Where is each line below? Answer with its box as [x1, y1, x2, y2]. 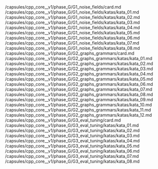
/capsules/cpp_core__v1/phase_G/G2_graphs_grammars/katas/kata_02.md [5, 61, 154, 66]
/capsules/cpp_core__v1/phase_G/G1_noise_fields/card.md [5, 4, 121, 10]
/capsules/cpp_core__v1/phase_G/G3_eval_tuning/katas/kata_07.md [5, 154, 139, 159]
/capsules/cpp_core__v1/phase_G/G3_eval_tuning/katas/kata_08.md [5, 158, 140, 164]
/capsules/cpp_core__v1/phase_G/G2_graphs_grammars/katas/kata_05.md [5, 76, 153, 82]
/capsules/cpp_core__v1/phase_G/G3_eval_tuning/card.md [5, 117, 121, 123]
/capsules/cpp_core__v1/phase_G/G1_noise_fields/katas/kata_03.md [5, 19, 140, 25]
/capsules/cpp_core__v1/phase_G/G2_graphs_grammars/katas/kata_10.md [5, 102, 152, 108]
